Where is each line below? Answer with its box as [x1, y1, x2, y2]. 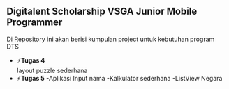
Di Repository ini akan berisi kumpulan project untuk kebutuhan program [6, 35, 215, 43]
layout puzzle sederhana [16, 66, 88, 74]
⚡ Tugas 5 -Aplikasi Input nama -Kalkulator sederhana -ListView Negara [16, 74, 223, 82]
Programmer [6, 17, 63, 29]
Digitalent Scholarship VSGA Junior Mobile [6, 6, 198, 17]
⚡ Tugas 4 [16, 56, 45, 65]
